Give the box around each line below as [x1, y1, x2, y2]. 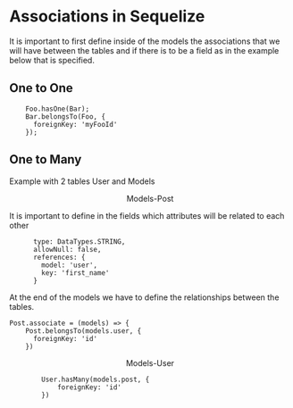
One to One [9, 80, 73, 96]
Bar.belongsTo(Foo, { [25, 112, 105, 121]
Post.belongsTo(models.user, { [25, 326, 142, 336]
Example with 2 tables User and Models [9, 176, 155, 187]
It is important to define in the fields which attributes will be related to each [9, 210, 285, 221]
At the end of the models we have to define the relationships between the [9, 292, 280, 303]
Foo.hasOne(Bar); [25, 104, 90, 113]
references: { [32, 253, 87, 262]
